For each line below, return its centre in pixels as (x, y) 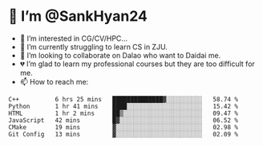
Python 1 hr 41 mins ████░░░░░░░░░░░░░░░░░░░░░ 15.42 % (123, 106)
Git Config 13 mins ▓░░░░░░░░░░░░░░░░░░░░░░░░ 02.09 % (123, 134)
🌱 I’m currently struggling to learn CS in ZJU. (94, 46)
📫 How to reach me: (54, 81)
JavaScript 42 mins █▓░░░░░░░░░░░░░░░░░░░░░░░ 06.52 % (123, 120)
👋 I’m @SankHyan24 (78, 16)
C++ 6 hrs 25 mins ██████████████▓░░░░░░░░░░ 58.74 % (123, 99)
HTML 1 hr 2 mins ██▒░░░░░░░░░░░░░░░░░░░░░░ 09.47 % (123, 113)
